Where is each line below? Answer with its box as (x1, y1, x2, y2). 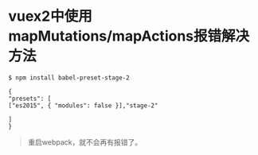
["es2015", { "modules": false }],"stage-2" (8, 101, 158, 110)
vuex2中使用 (8, 7, 93, 25)
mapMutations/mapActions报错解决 (8, 27, 249, 45)
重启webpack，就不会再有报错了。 (27, 137, 142, 147)
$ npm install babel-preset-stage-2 (8, 73, 130, 82)
